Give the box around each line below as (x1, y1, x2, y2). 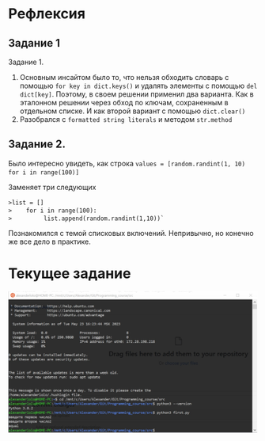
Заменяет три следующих (8, 182, 97, 192)
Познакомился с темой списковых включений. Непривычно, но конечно (8, 228, 255, 238)
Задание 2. (8, 138, 66, 151)
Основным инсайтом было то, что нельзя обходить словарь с (19, 73, 229, 82)
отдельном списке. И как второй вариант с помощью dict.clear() (19, 106, 246, 116)
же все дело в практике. (8, 237, 91, 246)
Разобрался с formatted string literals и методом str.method (19, 115, 233, 124)
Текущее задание (8, 264, 131, 282)
